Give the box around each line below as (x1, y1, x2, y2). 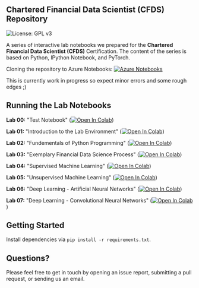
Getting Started (6, 220, 65, 230)
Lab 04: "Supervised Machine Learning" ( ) (6, 162, 151, 169)
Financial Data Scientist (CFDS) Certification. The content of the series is (6, 48, 187, 55)
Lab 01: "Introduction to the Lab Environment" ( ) (6, 128, 165, 135)
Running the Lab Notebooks (6, 100, 112, 110)
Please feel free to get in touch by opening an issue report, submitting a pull (6, 269, 192, 276)
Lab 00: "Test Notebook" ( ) (6, 116, 114, 124)
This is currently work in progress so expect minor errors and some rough (6, 77, 187, 84)
